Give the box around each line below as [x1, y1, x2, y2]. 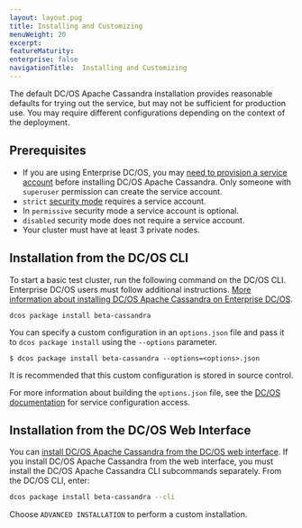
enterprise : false [9, 55, 78, 64]
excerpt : [9, 38, 42, 48]
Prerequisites [9, 143, 87, 159]
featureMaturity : [9, 47, 75, 56]
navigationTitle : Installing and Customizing [9, 64, 188, 73]
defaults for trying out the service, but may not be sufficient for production [9, 97, 287, 108]
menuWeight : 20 [9, 30, 67, 39]
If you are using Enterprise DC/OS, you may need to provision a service [22, 167, 288, 178]
